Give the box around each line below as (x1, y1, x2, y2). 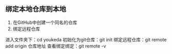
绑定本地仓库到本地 (5, 5, 66, 14)
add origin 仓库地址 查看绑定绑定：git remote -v (5, 43, 106, 49)
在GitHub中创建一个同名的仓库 (12, 19, 78, 25)
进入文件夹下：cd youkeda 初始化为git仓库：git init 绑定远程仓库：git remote (5, 36, 167, 42)
